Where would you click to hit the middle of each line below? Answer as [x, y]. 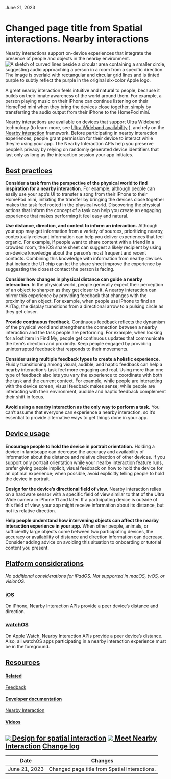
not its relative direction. [31, 510]
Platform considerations [45, 564]
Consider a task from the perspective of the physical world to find [77, 183]
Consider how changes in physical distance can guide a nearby [74, 279]
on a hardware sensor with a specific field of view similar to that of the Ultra [85, 494]
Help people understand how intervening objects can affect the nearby [82, 520]
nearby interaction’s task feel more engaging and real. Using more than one [84, 370]
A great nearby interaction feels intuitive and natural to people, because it [82, 90]
